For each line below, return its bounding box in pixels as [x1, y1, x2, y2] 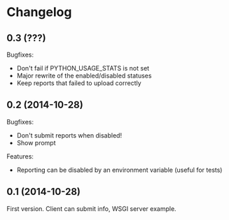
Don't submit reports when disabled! [16, 131, 123, 140]
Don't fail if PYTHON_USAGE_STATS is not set [16, 64, 150, 72]
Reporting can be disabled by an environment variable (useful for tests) [16, 166, 223, 174]
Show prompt [16, 138, 57, 147]
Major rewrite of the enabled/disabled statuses [16, 71, 152, 80]
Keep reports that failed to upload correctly [16, 79, 141, 87]
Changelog [6, 4, 72, 20]
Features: [6, 152, 34, 161]
